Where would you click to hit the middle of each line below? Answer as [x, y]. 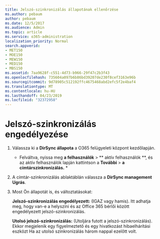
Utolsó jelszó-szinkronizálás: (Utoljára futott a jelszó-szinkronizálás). [82, 221]
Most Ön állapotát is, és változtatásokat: [52, 192]
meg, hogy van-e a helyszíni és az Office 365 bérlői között [71, 206]
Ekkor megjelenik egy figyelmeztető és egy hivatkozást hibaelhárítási [81, 226]
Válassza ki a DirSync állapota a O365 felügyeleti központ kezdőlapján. [84, 148]
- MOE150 [14, 55]
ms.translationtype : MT [29, 86]
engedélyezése [37, 135]
